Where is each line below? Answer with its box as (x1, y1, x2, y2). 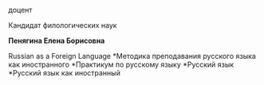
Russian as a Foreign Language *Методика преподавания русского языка (8, 52, 257, 60)
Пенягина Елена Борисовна (8, 36, 105, 45)
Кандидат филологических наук (8, 21, 117, 29)
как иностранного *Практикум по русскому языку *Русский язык (8, 60, 234, 69)
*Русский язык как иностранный (8, 68, 121, 77)
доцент (8, 6, 33, 14)
